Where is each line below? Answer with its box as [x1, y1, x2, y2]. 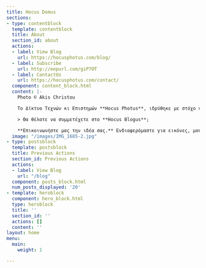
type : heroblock [12, 201, 53, 207]
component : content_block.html [12, 83, 92, 89]
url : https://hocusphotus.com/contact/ [17, 77, 120, 83]
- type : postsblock [6, 139, 56, 145]
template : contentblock [12, 26, 72, 32]
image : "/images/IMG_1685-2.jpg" [12, 133, 97, 140]
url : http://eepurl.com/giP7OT [17, 65, 97, 72]
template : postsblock [12, 144, 67, 151]
